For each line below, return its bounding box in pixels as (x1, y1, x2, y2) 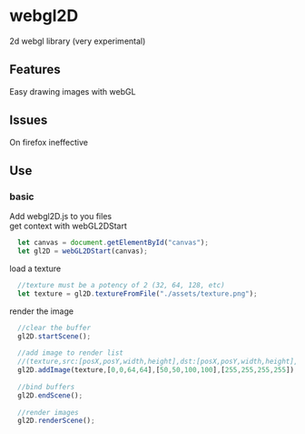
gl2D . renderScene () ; (17, 416, 95, 426)
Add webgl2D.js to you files (9, 211, 112, 222)
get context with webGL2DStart (9, 220, 127, 232)
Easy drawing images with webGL (9, 86, 136, 96)
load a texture (9, 263, 62, 274)
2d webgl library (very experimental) (9, 35, 146, 46)
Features (9, 62, 61, 77)
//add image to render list (17, 348, 124, 358)
